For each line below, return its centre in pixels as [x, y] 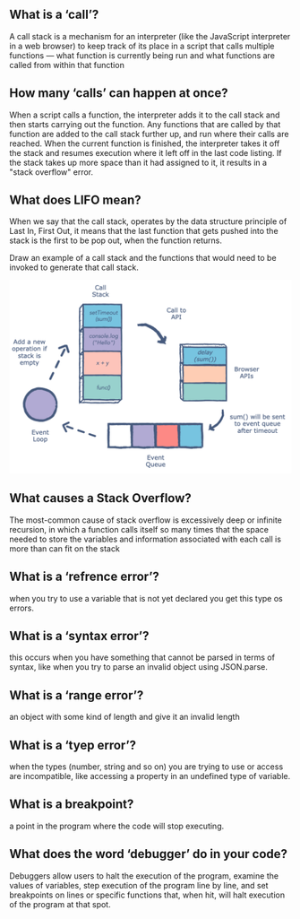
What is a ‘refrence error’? [84, 577]
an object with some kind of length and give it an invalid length [124, 717]
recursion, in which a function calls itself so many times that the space [139, 529]
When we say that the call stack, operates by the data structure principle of [148, 221]
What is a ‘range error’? [77, 695]
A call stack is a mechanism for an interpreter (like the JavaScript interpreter [150, 36]
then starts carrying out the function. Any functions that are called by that [145, 124]
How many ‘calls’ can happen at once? [119, 93]
